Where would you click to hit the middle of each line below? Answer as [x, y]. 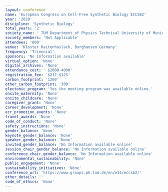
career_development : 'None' [34, 107]
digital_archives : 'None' [32, 65]
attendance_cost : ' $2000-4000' [39, 70]
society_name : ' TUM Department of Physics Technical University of [78, 33]
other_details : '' [24, 177]
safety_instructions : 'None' [35, 126]
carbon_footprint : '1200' [32, 79]
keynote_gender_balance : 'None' [39, 135]
